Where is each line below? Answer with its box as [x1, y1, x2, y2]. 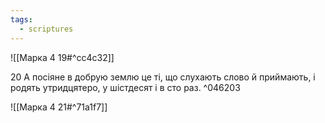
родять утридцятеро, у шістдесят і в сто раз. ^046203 [10, 81, 241, 93]
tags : [10, 14, 33, 25]
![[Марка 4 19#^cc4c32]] [10, 51, 115, 63]
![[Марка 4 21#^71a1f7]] [10, 101, 108, 113]
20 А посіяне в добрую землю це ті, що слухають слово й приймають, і [10, 71, 316, 83]
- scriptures [19, 24, 74, 34]
